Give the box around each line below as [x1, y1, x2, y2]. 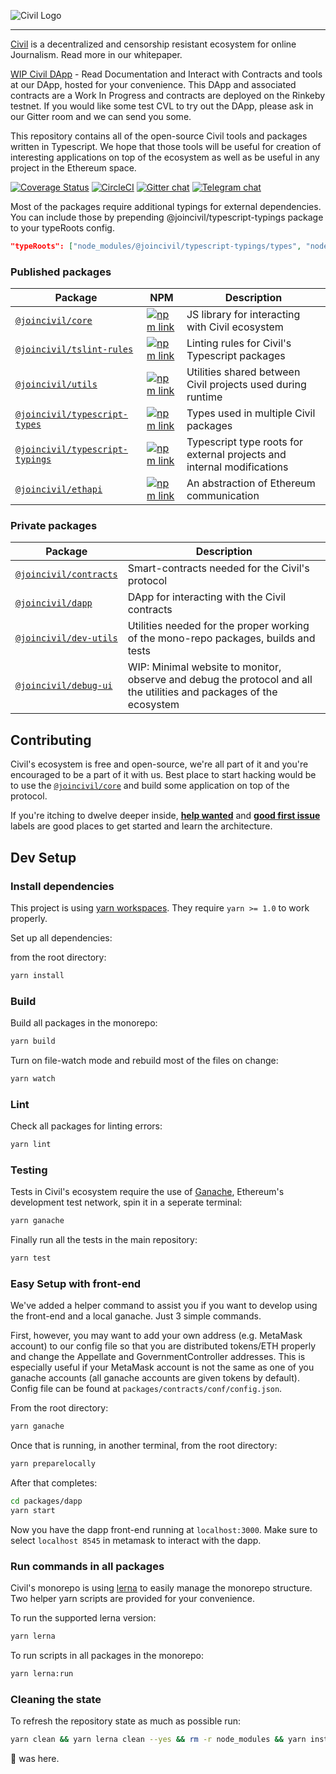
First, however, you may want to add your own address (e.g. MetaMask [10, 1330, 303, 1342]
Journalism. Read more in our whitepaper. [10, 49, 183, 60]
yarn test [10, 1253, 52, 1264]
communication [186, 489, 260, 503]
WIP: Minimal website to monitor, [127, 660, 282, 674]
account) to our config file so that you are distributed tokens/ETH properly [10, 1340, 317, 1352]
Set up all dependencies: [10, 931, 113, 944]
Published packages [10, 265, 112, 279]
